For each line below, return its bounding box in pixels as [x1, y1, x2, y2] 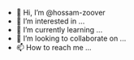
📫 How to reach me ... [15, 43, 92, 52]
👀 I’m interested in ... [15, 16, 85, 26]
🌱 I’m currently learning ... [15, 25, 103, 34]
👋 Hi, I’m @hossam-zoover [15, 8, 106, 17]
